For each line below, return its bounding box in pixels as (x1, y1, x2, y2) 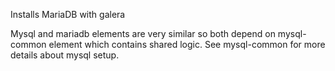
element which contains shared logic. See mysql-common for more (48, 39, 326, 50)
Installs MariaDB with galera (10, 9, 126, 20)
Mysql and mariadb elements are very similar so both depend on (10, 28, 276, 39)
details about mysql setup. (10, 49, 120, 61)
